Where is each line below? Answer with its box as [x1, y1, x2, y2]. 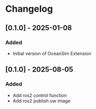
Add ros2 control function [12, 92, 67, 98]
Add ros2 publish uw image [12, 98, 70, 104]
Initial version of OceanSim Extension [12, 50, 91, 56]
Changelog [5, 3, 53, 15]
